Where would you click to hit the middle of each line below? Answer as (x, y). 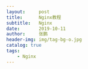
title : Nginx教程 (34, 17)
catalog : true (24, 46)
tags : (13, 51)
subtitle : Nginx (29, 23)
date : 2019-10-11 (36, 28)
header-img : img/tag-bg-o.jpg (44, 40)
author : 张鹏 (27, 34)
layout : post (28, 12)
